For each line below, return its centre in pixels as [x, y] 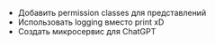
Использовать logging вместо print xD [91, 22]
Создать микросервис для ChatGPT [87, 31]
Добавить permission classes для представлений [112, 13]
